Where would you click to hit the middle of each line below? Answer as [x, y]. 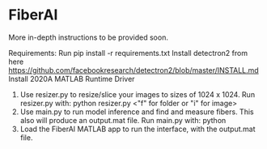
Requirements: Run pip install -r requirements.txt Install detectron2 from [128, 53]
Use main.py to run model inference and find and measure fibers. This [137, 112]
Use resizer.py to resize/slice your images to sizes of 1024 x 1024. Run [138, 94]
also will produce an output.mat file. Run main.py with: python [123, 120]
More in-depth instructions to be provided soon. [88, 37]
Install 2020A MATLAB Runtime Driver [72, 79]
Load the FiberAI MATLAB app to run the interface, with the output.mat [138, 129]
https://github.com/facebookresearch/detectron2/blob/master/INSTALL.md [133, 70]
